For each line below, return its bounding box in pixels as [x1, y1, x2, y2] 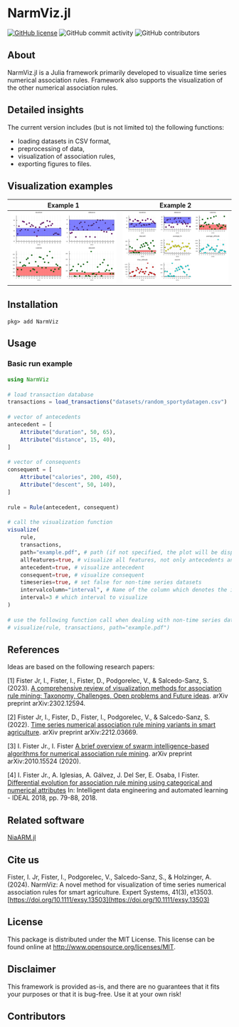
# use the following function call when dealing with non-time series [7, 616, 221, 624]
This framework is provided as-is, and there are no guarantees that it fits [7, 982, 220, 991]
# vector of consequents [7, 458, 81, 466]
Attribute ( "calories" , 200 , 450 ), [20, 474, 122, 481]
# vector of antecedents [7, 413, 81, 421]
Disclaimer [7, 964, 56, 976]
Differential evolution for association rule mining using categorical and [7, 778, 213, 787]
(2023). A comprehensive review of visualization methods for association [7, 684, 222, 693]
